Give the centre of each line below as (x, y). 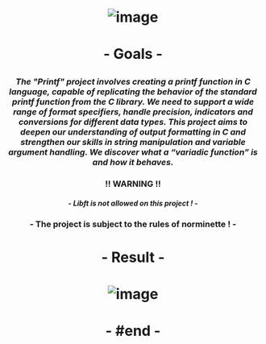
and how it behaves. (133, 163)
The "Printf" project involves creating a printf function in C (133, 82)
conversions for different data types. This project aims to (133, 122)
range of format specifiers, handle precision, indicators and (133, 112)
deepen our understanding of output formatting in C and (133, 132)
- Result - (133, 257)
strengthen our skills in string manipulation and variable (133, 143)
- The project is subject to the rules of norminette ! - (133, 224)
